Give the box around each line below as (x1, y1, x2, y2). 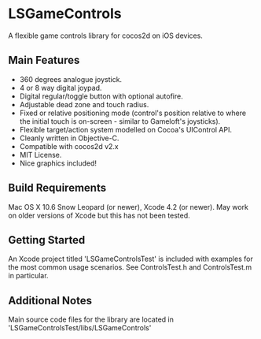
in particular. (8, 271, 49, 281)
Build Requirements (8, 181, 107, 195)
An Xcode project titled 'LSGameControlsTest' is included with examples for (8, 254, 253, 264)
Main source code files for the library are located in (8, 315, 175, 324)
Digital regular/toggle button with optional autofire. (19, 91, 183, 101)
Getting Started (8, 233, 86, 247)
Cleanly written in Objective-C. (19, 133, 119, 143)
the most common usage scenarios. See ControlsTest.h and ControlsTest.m (8, 263, 252, 272)
